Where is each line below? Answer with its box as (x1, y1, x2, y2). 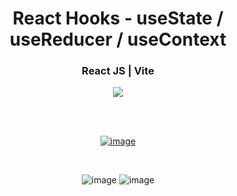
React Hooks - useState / (12, 7, 224, 30)
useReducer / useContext (9, 28, 227, 51)
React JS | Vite (81, 64, 155, 78)
